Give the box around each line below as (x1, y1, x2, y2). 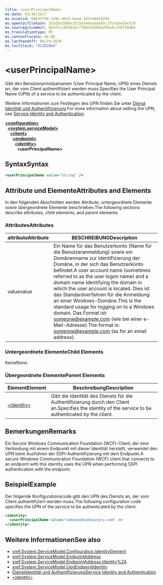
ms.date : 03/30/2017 (5, 12, 47, 17)
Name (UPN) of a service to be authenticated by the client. (5, 91, 122, 96)
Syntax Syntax (5, 160, 49, 168)
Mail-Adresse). (53, 322, 89, 329)
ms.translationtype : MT (5, 30, 53, 35)
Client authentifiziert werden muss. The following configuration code (5, 498, 141, 504)
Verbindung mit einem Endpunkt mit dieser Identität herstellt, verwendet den (5, 445, 158, 451)
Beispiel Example (5, 480, 57, 489)
